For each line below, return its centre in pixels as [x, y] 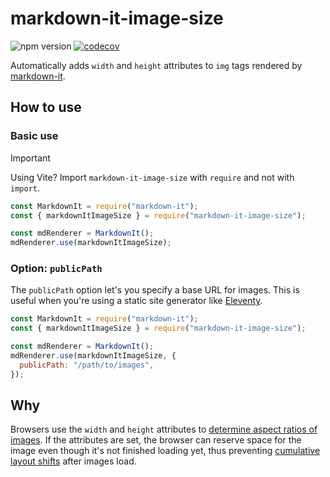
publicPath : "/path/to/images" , [87, 365]
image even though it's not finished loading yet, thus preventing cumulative [165, 451]
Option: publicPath [56, 269]
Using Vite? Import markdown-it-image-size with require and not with [152, 177]
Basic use [34, 136]
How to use [46, 107]
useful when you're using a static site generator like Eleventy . [136, 301]
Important [30, 158]
